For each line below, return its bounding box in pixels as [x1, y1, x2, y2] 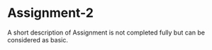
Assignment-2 [7, 5, 94, 21]
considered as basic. [7, 35, 69, 44]
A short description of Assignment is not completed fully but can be [7, 28, 206, 37]
